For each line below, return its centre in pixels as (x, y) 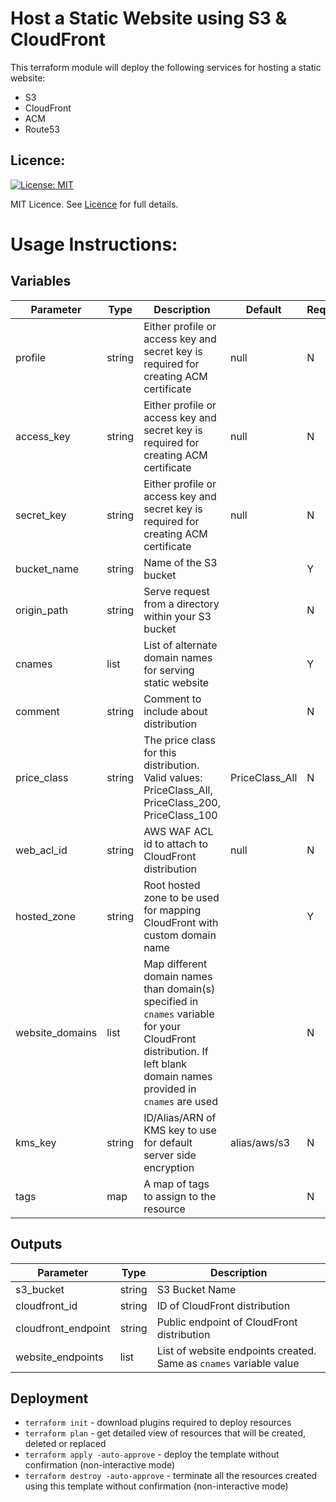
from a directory (181, 604)
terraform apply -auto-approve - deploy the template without (152, 1454)
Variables (41, 281)
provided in (170, 1089)
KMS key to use (180, 1130)
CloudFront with (181, 922)
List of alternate (180, 645)
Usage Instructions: (94, 244)
